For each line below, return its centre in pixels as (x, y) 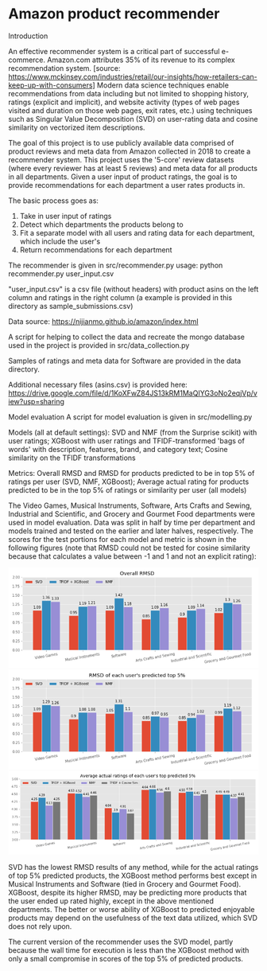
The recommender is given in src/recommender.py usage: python (116, 265)
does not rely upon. (40, 926)
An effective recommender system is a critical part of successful (114, 51)
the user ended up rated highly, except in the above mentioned (111, 901)
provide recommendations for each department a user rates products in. (127, 185)
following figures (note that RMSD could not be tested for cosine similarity (129, 548)
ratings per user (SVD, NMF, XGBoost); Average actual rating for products (129, 482)
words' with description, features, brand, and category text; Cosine (118, 449)
